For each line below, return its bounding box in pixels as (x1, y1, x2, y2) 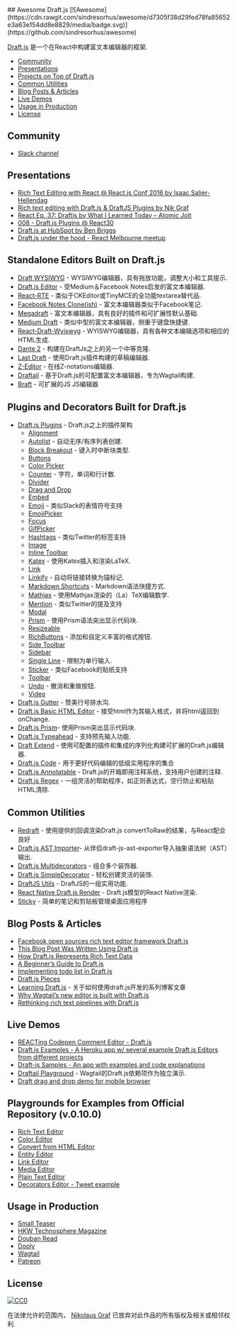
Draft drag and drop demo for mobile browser (17, 1076, 151, 1085)
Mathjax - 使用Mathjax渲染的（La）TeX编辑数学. (28, 591, 170, 600)
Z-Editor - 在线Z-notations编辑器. (17, 362, 115, 371)
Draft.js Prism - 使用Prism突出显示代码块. (17, 723, 137, 732)
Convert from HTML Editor (17, 1142, 96, 1151)
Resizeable (28, 624, 61, 632)
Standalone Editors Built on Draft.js (7, 254, 166, 267)
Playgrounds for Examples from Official (7, 1097, 185, 1110)
